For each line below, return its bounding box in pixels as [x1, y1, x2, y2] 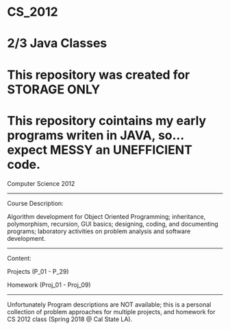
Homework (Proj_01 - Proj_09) [7, 281, 91, 289]
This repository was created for [7, 67, 190, 82]
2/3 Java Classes [7, 36, 107, 51]
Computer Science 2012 [7, 179, 75, 187]
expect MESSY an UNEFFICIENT [7, 142, 193, 158]
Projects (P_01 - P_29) [7, 267, 69, 275]
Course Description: [7, 199, 64, 207]
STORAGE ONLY [7, 82, 101, 97]
